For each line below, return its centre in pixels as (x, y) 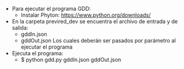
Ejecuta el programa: (37, 53)
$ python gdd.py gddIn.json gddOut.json (71, 60)
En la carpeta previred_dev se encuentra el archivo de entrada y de (95, 21)
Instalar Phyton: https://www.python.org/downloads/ (86, 15)
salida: (20, 28)
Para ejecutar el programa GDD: (51, 9)
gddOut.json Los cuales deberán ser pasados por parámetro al (98, 40)
